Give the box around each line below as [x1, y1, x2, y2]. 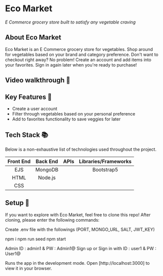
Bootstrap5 [92, 166, 118, 173]
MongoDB [35, 166, 59, 173]
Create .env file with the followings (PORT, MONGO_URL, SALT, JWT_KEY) [5, 226, 155, 232]
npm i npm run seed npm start [5, 236, 66, 242]
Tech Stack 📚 [5, 131, 48, 139]
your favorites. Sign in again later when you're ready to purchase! [5, 62, 137, 68]
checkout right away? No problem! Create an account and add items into [5, 57, 152, 63]
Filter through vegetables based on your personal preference [12, 111, 136, 116]
